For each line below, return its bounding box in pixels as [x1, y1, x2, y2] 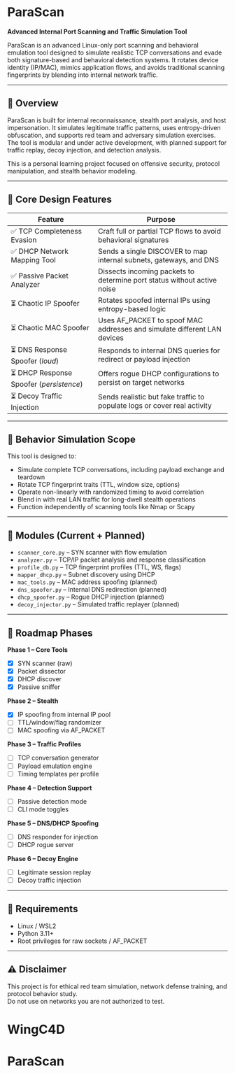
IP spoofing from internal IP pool [17, 711, 111, 719]
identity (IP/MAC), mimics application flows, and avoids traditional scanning [7, 63, 225, 71]
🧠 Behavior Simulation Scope [7, 433, 136, 445]
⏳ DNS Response [10, 344, 68, 354]
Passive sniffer [17, 683, 61, 691]
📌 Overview [7, 97, 59, 109]
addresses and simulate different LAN [97, 324, 222, 334]
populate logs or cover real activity [97, 401, 212, 411]
